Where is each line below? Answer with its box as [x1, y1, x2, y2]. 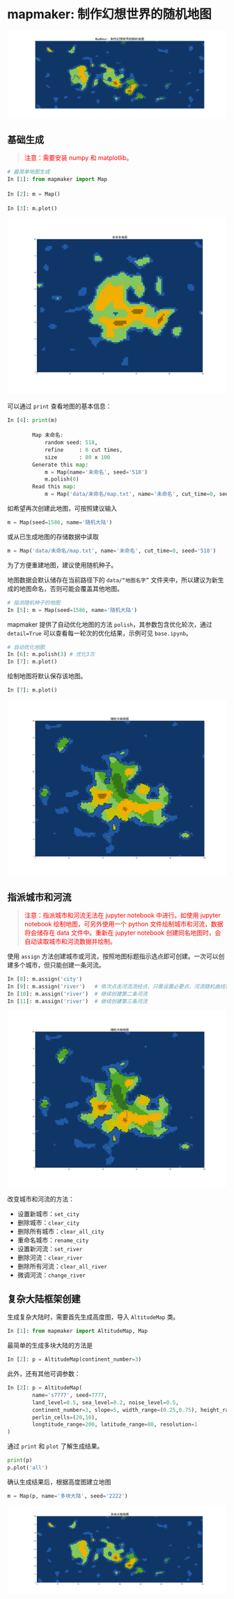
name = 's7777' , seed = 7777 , [32, 1392, 108, 1399]
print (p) [7, 1457, 33, 1464]
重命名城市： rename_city [17, 1236, 89, 1244]
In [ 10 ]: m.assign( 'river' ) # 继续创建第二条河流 [7, 990, 148, 998]
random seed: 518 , [44, 439, 98, 446]
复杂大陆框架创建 [7, 1293, 81, 1305]
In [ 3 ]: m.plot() [7, 205, 58, 212]
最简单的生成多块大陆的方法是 [7, 1341, 93, 1350]
